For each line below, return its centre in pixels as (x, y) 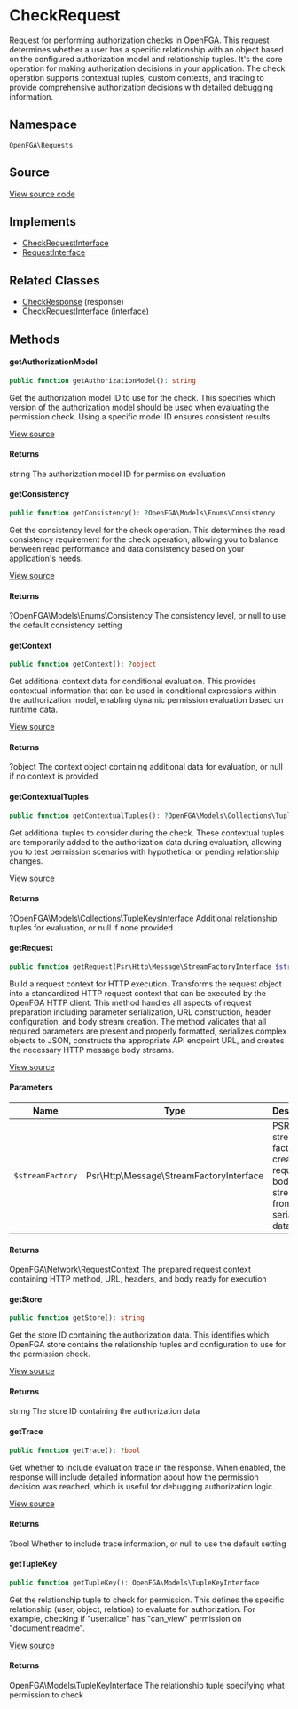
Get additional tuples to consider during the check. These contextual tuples (147, 833)
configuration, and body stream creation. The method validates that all (138, 1021)
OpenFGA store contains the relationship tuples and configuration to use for (148, 1345)
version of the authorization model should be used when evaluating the (139, 407)
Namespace (43, 125)
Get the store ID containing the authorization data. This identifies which (139, 1335)
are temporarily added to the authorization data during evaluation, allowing (145, 842)
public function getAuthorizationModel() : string (103, 380)
